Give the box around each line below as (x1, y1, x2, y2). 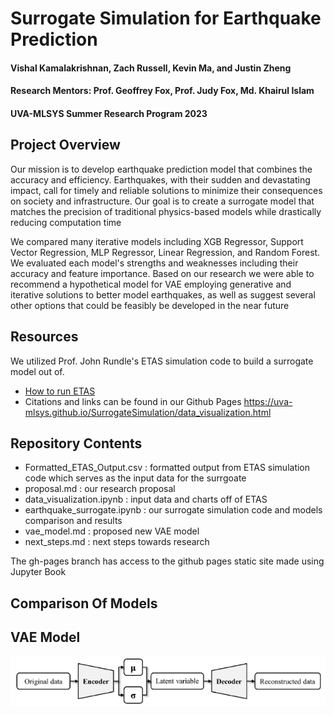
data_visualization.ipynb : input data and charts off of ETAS (24, 493, 268, 506)
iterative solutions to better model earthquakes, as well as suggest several (10, 288, 316, 301)
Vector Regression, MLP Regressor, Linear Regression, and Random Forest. (10, 246, 321, 258)
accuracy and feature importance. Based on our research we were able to (10, 267, 315, 279)
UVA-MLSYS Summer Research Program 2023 (10, 107, 208, 119)
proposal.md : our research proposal (24, 483, 176, 495)
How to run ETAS (24, 385, 96, 397)
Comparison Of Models (10, 595, 158, 612)
